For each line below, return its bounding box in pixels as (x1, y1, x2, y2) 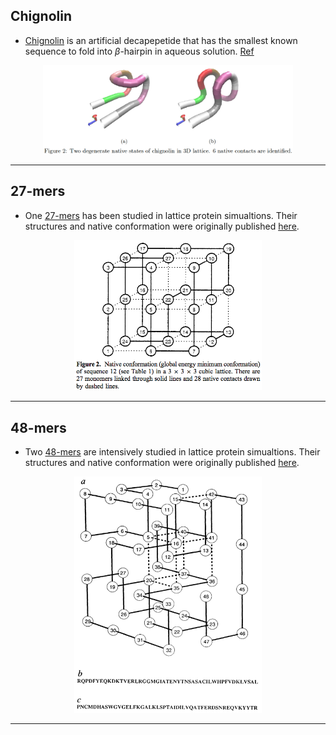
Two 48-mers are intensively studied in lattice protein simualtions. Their (24, 446, 321, 458)
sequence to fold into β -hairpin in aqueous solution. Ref (24, 45, 255, 57)
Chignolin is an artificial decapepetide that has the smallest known (24, 34, 298, 46)
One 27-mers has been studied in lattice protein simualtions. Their (24, 209, 298, 221)
